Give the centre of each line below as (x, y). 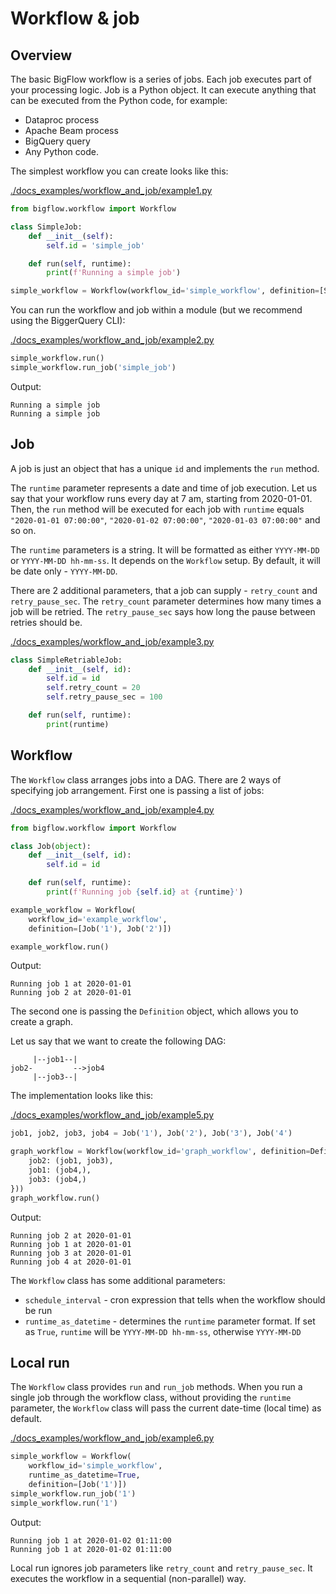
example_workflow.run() (60, 947)
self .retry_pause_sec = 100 (104, 697)
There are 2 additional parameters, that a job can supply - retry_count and (164, 590)
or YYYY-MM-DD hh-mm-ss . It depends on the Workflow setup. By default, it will (165, 560)
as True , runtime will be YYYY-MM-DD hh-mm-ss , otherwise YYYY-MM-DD (163, 1331)
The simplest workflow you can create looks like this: (119, 171)
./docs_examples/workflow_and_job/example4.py (112, 809)
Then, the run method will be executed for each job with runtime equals (157, 509)
